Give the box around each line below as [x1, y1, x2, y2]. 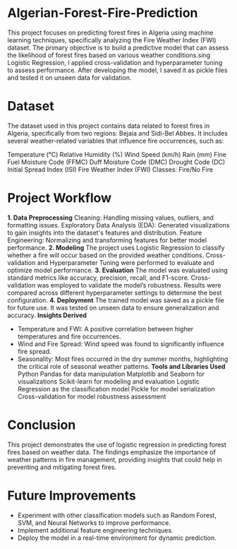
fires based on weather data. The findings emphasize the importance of [7, 447, 217, 456]
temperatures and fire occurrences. [17, 332, 121, 341]
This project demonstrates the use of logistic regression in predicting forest [7, 440, 227, 449]
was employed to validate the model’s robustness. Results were [37, 281, 221, 289]
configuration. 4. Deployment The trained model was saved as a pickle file [7, 295, 224, 305]
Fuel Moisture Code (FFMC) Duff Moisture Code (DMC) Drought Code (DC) [7, 158, 226, 166]
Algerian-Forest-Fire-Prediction [7, 5, 198, 21]
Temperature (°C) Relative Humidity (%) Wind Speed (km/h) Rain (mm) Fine [7, 150, 227, 158]
